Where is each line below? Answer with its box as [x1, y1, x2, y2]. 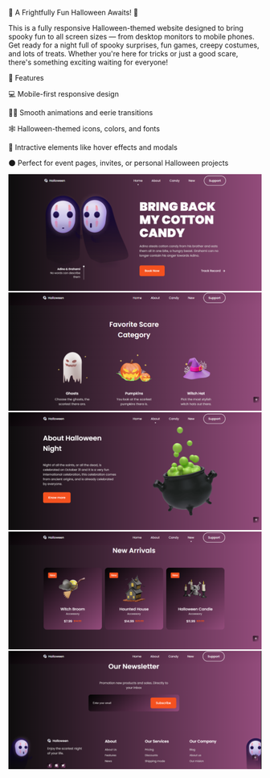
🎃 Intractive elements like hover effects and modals [8, 143, 178, 152]
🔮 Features [8, 73, 44, 82]
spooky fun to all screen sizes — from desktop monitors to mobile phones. [8, 32, 255, 41]
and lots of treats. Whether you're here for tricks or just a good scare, [8, 49, 239, 58]
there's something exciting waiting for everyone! [8, 57, 169, 67]
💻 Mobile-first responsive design [8, 89, 119, 98]
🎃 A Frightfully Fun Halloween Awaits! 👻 [8, 8, 139, 17]
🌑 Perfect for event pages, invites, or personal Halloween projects [8, 158, 229, 168]
